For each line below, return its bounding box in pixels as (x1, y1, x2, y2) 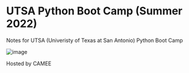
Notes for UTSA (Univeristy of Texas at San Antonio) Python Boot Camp (6, 36, 184, 44)
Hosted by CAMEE (6, 60, 52, 67)
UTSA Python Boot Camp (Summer (6, 4, 183, 18)
